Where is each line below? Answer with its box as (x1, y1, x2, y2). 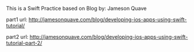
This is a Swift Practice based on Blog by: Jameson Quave (6, 5, 147, 12)
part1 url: (6, 16, 28, 23)
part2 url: (6, 34, 29, 40)
